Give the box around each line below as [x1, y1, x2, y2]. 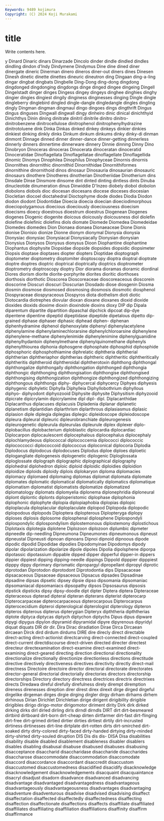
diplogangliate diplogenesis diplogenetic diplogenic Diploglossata [5, 453, 137, 459]
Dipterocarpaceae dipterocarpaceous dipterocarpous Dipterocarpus [5, 598, 143, 604]
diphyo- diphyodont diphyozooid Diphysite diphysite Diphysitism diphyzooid [5, 390, 158, 396]
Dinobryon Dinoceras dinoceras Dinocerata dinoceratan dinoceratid [5, 147, 142, 152]
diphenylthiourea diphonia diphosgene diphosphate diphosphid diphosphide [5, 344, 159, 350]
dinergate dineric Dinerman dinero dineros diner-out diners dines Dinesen [5, 69, 154, 75]
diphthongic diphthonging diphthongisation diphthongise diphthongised [5, 370, 149, 376]
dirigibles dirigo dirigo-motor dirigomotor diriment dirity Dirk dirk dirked [5, 702, 149, 708]
